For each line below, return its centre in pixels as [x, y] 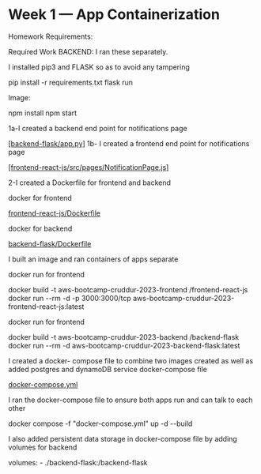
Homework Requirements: [51, 36]
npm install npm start [43, 113]
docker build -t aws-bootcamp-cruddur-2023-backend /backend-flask [124, 337]
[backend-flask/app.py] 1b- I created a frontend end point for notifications [129, 143]
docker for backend [40, 228]
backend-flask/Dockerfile [50, 243]
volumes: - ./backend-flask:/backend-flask [78, 462]
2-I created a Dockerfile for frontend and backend [90, 182]
